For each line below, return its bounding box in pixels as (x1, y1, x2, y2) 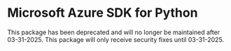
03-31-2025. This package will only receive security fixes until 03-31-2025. (7, 35, 225, 43)
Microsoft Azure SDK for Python (7, 5, 198, 21)
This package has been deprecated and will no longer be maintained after (7, 28, 220, 36)
